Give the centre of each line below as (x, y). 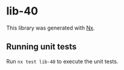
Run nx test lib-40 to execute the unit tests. (62, 61)
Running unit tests (41, 47)
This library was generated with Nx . (51, 28)
